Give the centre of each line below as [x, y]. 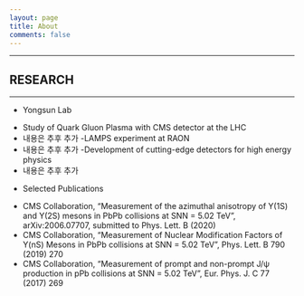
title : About [34, 26]
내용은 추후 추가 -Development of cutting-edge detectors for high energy [157, 149]
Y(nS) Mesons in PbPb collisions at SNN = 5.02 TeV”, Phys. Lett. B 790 [153, 244]
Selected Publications [63, 189]
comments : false [40, 34]
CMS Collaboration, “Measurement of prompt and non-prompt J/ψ [146, 264]
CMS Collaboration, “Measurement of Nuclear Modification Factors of [152, 235]
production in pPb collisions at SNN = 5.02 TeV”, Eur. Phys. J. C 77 [146, 273]
